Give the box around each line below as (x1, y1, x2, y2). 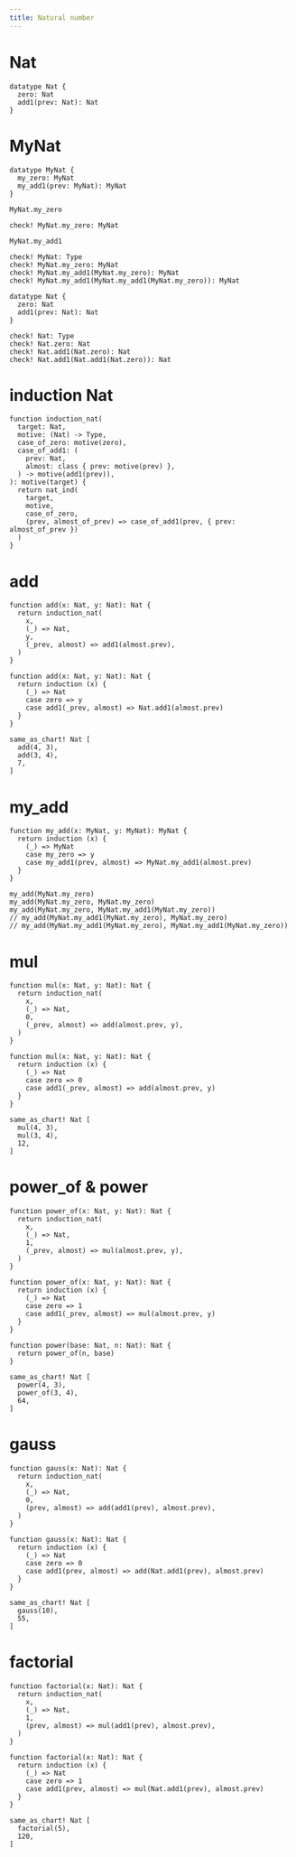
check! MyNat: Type (9, 252, 83, 262)
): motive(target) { (9, 478, 88, 487)
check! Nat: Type (9, 331, 75, 340)
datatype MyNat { (9, 165, 75, 174)
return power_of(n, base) (17, 1349, 116, 1359)
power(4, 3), (17, 1380, 67, 1390)
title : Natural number (9, 13, 95, 23)
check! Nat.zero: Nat (9, 339, 91, 348)
